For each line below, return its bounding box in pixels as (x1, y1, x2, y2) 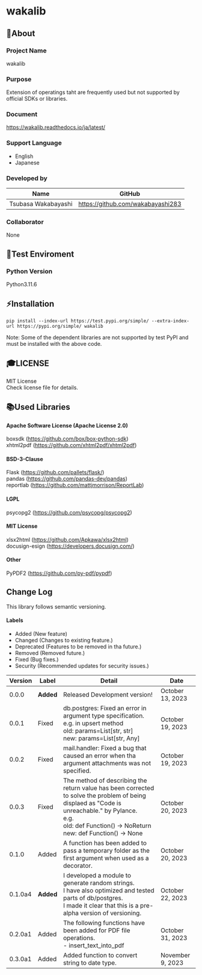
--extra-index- (151, 318, 189, 324)
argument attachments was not (63, 759, 151, 768)
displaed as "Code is (63, 799, 121, 807)
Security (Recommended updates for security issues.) (14, 662, 149, 669)
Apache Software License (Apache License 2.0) (6, 422, 128, 429)
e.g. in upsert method (63, 719, 124, 727)
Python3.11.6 (6, 281, 37, 288)
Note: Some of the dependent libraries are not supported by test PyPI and (6, 333, 189, 341)
